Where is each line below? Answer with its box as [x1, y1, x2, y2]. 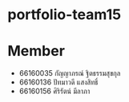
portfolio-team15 [7, 6, 122, 24]
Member [7, 42, 66, 61]
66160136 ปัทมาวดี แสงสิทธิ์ [18, 77, 99, 87]
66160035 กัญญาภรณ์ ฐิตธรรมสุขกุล [18, 69, 121, 78]
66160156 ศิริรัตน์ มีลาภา [18, 86, 91, 96]
